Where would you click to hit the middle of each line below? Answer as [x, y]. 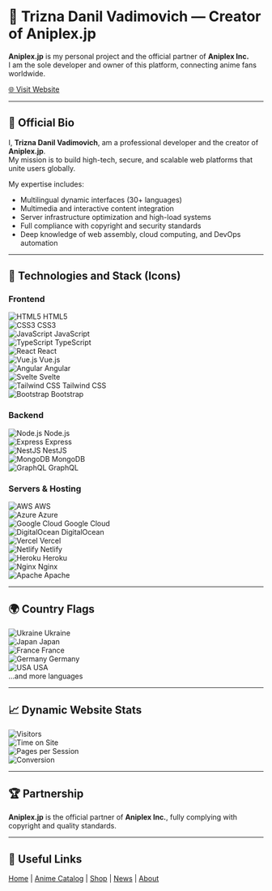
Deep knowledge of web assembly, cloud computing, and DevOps [130, 234]
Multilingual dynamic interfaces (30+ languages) [101, 200]
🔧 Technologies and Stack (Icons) [95, 276]
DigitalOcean [83, 532]
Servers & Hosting [45, 489]
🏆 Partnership [46, 794]
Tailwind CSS [84, 385]
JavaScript [72, 334]
